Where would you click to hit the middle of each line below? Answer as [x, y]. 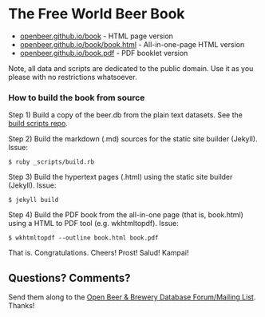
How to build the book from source [77, 97]
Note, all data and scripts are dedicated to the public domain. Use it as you [131, 68]
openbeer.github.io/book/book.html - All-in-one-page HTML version [132, 44]
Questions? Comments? [69, 277]
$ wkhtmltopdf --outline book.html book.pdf [83, 238]
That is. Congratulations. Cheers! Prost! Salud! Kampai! [99, 253]
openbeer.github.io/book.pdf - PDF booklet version [104, 53]
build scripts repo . [38, 124]
